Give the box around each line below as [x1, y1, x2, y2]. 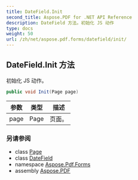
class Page [14, 148, 42, 155]
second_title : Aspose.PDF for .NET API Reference [6, 14, 133, 20]
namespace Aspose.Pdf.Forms [14, 160, 91, 167]
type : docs [6, 25, 33, 32]
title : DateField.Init [6, 8, 63, 15]
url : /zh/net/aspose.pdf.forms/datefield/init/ [6, 36, 127, 42]
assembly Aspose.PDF [14, 167, 70, 174]
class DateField [14, 154, 53, 162]
